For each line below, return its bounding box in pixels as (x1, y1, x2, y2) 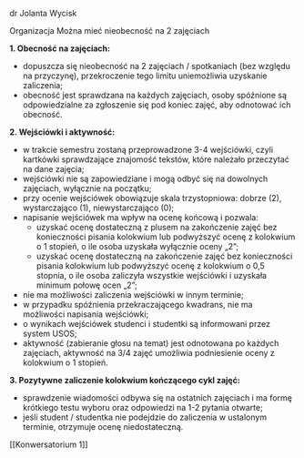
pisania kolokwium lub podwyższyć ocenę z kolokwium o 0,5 (35, 260, 266, 271)
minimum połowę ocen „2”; (35, 280, 138, 290)
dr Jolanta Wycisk (9, 8, 77, 18)
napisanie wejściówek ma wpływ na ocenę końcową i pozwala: (22, 212, 259, 222)
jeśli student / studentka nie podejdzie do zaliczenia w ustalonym (22, 412, 267, 422)
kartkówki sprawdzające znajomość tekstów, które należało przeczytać (22, 154, 289, 165)
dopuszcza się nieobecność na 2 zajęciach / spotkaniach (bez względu (22, 61, 291, 71)
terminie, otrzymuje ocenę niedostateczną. (22, 422, 184, 432)
